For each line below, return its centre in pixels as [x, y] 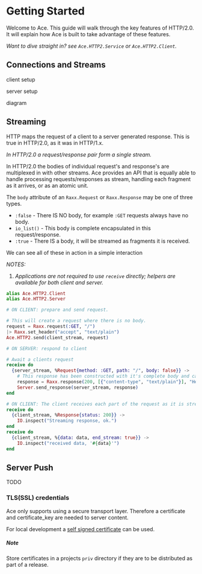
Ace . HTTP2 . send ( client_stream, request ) [58, 337]
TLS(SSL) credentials [38, 498]
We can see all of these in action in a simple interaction [75, 252]
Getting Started [46, 11]
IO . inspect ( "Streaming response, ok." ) [67, 421]
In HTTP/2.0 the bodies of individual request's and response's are [88, 166]
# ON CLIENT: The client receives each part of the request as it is [95, 404]
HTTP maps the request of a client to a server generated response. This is [98, 136]
